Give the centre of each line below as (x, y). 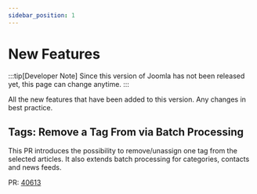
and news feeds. (35, 167)
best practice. (31, 107)
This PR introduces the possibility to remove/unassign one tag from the (123, 151)
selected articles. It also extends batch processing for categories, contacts (129, 159)
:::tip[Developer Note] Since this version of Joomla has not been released (127, 76)
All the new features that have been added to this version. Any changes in (127, 99)
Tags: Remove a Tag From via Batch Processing (126, 132)
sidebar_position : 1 (42, 15)
